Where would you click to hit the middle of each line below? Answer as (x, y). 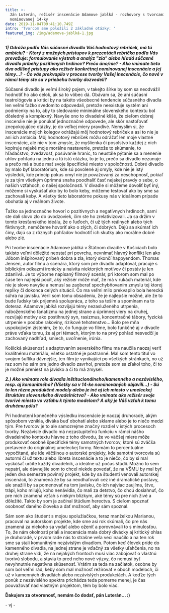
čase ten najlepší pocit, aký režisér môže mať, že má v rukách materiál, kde (83, 280)
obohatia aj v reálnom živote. (35, 201)
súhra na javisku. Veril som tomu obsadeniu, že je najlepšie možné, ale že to (84, 295)
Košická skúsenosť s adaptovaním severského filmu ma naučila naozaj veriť (83, 348)
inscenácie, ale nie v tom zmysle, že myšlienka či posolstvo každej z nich (81, 143)
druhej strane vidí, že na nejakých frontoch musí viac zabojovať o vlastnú (81, 553)
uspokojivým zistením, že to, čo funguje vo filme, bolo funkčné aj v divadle (82, 328)
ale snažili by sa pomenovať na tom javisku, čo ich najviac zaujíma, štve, (80, 485)
